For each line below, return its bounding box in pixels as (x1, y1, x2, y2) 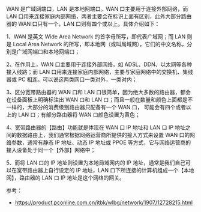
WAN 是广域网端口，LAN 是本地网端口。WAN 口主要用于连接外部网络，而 (6, 5, 188, 12)
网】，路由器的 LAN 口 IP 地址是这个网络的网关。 (6, 174, 125, 181)
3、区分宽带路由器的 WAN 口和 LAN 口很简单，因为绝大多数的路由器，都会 (6, 89, 191, 95)
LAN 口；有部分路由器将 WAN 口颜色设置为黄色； (17, 111, 141, 118)
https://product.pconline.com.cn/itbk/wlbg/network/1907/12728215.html (14, 199, 193, 206)
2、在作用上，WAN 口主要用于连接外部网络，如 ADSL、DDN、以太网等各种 (6, 61, 193, 68)
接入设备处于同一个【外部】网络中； (6, 147, 96, 153)
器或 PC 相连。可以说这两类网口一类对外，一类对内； (6, 76, 138, 83)
